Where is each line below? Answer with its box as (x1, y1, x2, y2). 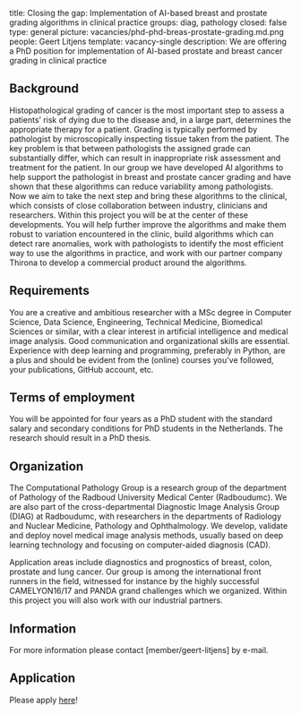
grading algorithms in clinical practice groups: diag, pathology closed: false (9, 17, 288, 28)
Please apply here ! (9, 694, 78, 705)
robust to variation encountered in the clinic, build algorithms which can (9, 228, 274, 239)
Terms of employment (9, 390, 135, 406)
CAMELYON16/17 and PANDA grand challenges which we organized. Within (9, 586, 288, 597)
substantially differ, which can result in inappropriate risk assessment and (9, 152, 281, 163)
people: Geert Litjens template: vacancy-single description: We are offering (9, 36, 287, 47)
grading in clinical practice (9, 56, 107, 65)
